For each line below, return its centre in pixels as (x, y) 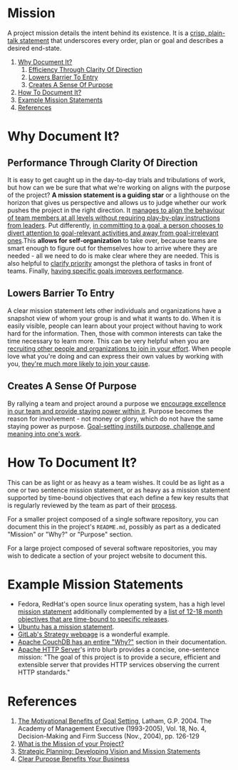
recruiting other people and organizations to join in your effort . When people (119, 349)
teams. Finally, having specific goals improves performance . (95, 271)
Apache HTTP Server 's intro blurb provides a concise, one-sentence (118, 650)
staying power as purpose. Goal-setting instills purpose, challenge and (111, 426)
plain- (217, 33)
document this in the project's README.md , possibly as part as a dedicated (114, 526)
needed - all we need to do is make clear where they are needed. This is (113, 256)
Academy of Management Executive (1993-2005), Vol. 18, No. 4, (112, 729)
